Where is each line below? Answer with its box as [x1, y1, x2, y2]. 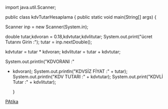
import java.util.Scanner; [5, 5, 57, 10]
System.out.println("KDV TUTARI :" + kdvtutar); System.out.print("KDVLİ [12, 74, 163, 80]
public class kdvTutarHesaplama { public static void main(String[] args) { [5, 14, 157, 20]
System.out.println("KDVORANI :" [5, 59, 75, 65]
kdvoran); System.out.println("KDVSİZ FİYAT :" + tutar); [12, 68, 128, 74]
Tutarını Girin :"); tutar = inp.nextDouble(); [5, 39, 92, 45]
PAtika [5, 98, 19, 104]
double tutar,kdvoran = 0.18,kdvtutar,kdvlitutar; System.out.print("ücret [5, 34, 153, 39]
